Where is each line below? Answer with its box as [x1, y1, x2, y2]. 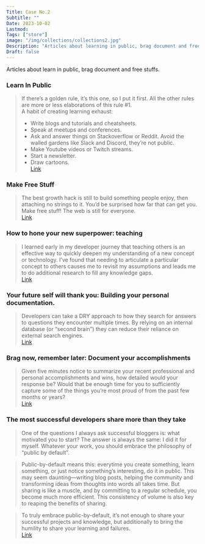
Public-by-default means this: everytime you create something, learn [21, 460, 195, 468]
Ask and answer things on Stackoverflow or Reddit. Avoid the [30, 133, 184, 140]
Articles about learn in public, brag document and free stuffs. [6, 65, 160, 73]
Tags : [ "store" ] [6, 32, 48, 38]
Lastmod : [6, 26, 29, 32]
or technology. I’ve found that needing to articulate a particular [21, 256, 179, 263]
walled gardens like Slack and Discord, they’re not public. [30, 139, 175, 147]
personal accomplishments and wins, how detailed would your [21, 374, 179, 381]
